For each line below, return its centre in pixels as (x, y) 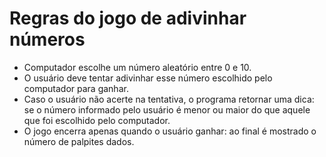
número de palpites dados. (79, 141)
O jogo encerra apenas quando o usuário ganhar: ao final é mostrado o (170, 131)
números (47, 39)
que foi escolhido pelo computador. (97, 120)
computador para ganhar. (76, 88)
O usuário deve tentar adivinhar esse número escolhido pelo (148, 78)
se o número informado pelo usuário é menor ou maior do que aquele (167, 109)
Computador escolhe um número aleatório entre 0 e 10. (137, 67)
